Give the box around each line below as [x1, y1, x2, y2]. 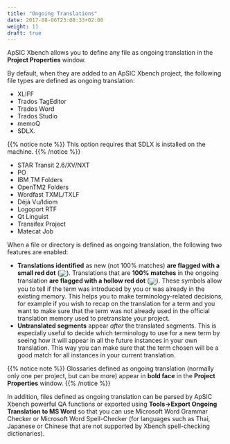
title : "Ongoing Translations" [7, 10, 98, 17]
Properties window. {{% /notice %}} [7, 379, 111, 387]
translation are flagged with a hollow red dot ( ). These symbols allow [17, 276, 222, 285]
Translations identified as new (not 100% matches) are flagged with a [17, 261, 220, 270]
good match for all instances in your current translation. [17, 350, 176, 359]
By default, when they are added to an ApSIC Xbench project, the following [7, 69, 222, 78]
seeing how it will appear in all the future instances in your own [17, 336, 197, 344]
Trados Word [17, 105, 55, 113]
